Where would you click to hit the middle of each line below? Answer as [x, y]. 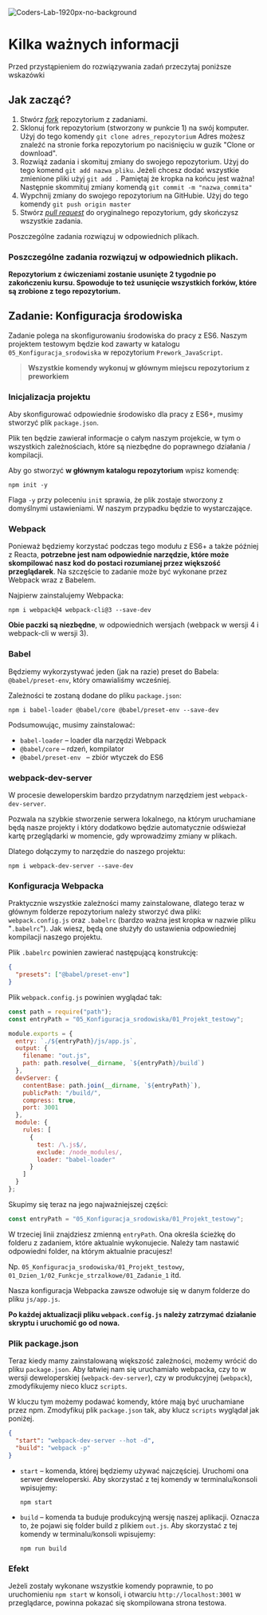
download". [39, 153]
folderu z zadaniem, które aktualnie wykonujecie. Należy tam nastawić [124, 1242]
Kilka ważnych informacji [94, 45]
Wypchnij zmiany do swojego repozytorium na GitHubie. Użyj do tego [134, 195]
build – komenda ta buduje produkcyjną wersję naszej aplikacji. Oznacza [139, 1517]
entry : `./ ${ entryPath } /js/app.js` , [76, 1041]
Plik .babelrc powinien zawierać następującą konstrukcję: [103, 953]
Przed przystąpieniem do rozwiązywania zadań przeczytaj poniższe [120, 66]
